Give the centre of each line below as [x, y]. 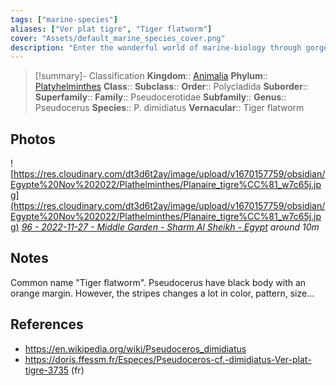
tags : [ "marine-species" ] [64, 19]
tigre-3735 [47, 370]
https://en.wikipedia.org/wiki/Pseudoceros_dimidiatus [135, 348]
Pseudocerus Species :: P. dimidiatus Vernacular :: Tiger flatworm [169, 108]
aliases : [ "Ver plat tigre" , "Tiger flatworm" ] [111, 29]
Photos [33, 139]
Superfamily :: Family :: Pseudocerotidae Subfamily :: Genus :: [160, 97]
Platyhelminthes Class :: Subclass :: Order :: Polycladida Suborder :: [171, 87]
